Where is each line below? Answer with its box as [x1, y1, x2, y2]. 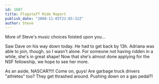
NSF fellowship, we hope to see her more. [5, 59, 89, 65]
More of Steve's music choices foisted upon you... [5, 34, 106, 40]
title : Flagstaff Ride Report [5, 12, 67, 17]
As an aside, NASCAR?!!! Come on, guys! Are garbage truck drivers [5, 68, 140, 74]
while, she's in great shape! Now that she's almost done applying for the [5, 54, 150, 60]
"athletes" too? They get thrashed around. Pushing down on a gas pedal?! [5, 73, 153, 79]
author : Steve [5, 20, 34, 26]
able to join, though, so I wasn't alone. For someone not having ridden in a [5, 49, 153, 54]
